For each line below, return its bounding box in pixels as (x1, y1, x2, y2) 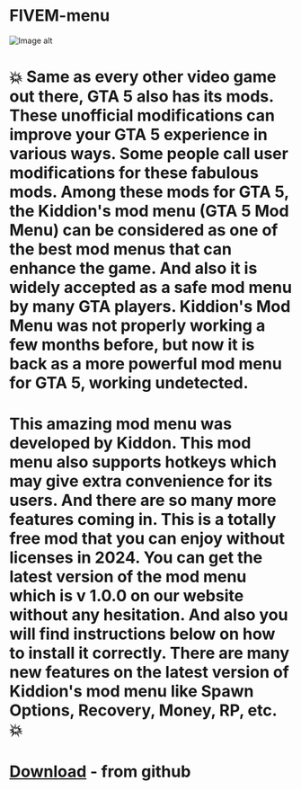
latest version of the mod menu (9, 567, 247, 587)
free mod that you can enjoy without (9, 528, 286, 549)
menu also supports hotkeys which (9, 452, 277, 473)
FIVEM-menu (9, 5, 111, 26)
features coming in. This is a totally (9, 510, 277, 530)
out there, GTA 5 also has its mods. (9, 86, 274, 107)
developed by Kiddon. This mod (9, 433, 252, 454)
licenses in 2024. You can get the (9, 547, 263, 568)
